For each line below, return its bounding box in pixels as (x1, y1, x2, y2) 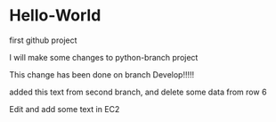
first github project (9, 35, 77, 45)
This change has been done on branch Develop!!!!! (9, 69, 195, 80)
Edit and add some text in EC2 (9, 103, 120, 114)
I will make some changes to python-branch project (9, 52, 199, 62)
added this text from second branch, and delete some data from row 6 (9, 86, 267, 97)
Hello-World (9, 5, 101, 26)
